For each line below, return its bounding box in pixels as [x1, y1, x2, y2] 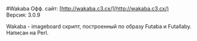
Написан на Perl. [6, 29, 49, 36]
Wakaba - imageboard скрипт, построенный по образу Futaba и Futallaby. [6, 23, 192, 30]
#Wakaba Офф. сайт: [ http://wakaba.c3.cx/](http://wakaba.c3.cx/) [6, 5, 169, 12]
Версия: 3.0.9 [6, 11, 41, 18]
